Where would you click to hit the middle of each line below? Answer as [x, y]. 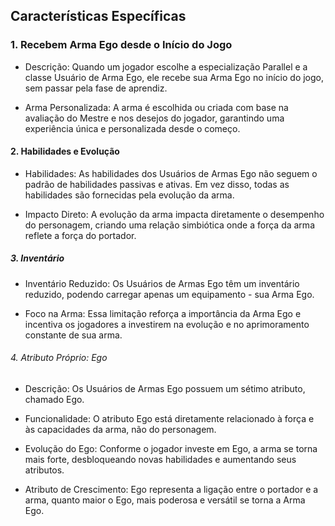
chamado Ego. [54, 400]
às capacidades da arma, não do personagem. [120, 430]
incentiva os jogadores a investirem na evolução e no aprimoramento [167, 324]
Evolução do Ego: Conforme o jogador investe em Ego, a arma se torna [171, 449]
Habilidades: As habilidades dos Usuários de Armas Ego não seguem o [171, 173]
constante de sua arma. [73, 335]
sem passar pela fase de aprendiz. [96, 88]
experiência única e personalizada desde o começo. [132, 128]
